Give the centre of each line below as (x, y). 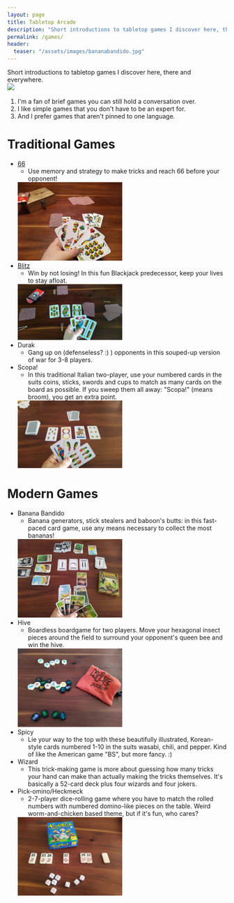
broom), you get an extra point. (72, 397)
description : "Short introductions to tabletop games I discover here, (113, 29)
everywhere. (25, 79)
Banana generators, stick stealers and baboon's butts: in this (115, 521)
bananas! (41, 536)
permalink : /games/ (36, 37)
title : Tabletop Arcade (42, 22)
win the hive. (46, 645)
